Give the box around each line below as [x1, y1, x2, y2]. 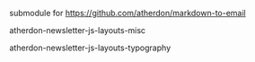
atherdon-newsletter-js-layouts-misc [9, 25, 146, 35]
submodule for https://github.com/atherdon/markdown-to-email [9, 8, 246, 18]
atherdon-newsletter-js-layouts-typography [9, 42, 171, 53]
